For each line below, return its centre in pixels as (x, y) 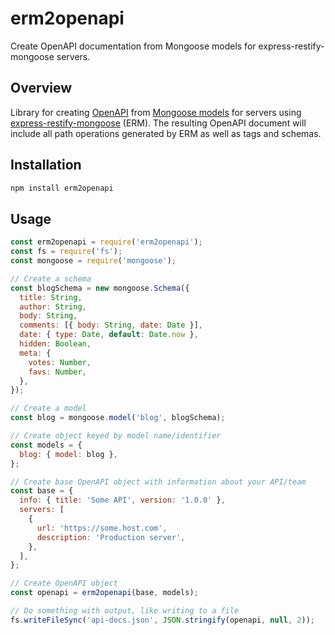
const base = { (42, 491)
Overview (41, 88)
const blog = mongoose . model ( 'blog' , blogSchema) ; (118, 418)
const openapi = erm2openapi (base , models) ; (104, 593)
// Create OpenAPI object (64, 583)
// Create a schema (51, 278)
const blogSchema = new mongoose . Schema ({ (100, 288)
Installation (46, 165)
